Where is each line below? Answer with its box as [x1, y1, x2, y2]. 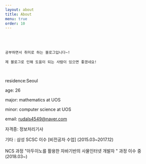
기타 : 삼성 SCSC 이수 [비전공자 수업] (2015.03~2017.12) [5, 136, 114, 143]
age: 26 [5, 87, 21, 94]
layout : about [5, 7, 34, 12]
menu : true [5, 16, 28, 21]
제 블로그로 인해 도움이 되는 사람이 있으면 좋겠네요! [5, 60, 97, 65]
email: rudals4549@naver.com [5, 116, 67, 122]
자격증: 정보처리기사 [5, 126, 43, 132]
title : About [5, 12, 32, 17]
